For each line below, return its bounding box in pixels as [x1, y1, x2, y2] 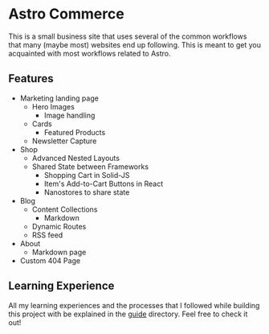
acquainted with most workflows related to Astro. [8, 48, 171, 58]
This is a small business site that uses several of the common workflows [8, 31, 247, 41]
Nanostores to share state [43, 187, 130, 197]
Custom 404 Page [19, 255, 81, 266]
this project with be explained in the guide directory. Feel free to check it [8, 309, 248, 319]
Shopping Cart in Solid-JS [43, 170, 130, 179]
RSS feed [31, 230, 63, 240]
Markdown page [31, 247, 87, 257]
